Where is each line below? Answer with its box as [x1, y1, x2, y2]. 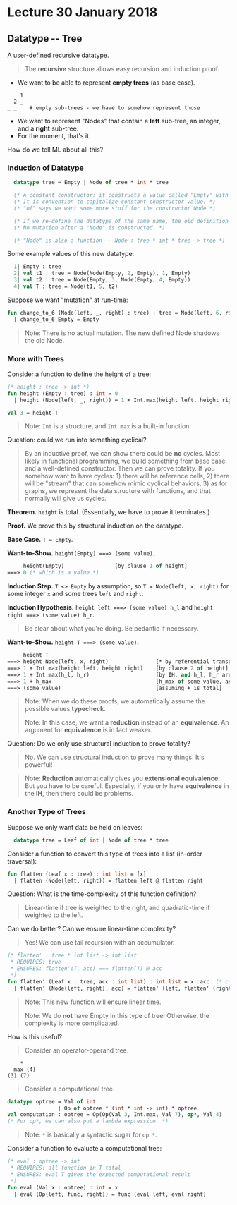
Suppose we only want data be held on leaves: [7, 823, 143, 831]
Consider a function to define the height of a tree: [7, 370, 152, 378]
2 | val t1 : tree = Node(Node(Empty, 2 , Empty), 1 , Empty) [13, 270, 191, 277]
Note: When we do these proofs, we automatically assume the [24, 697, 206, 706]
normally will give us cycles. [24, 495, 107, 503]
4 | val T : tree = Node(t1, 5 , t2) [13, 283, 119, 290]
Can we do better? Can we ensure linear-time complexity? [7, 925, 176, 933]
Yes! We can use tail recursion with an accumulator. [24, 938, 175, 947]
